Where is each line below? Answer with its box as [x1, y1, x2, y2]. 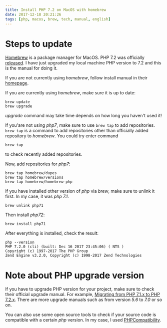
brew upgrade [5, 104, 32, 109]
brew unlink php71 [5, 203, 43, 208]
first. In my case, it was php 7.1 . [5, 193, 69, 200]
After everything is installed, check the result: [5, 230, 99, 236]
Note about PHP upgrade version [5, 270, 144, 281]
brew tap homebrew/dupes [5, 171, 57, 176]
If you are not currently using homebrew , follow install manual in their [5, 75, 147, 81]
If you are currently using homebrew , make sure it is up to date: [5, 90, 136, 96]
